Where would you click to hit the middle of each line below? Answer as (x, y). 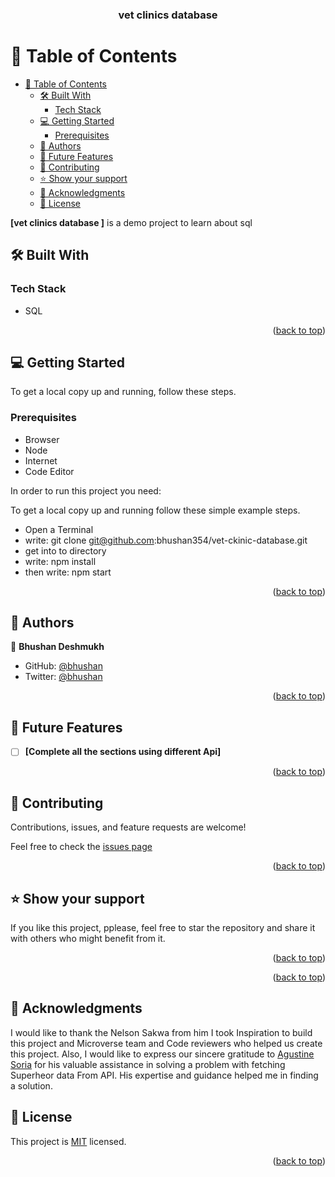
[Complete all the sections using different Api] (123, 752)
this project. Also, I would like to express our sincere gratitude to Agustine (162, 1054)
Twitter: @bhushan (63, 677)
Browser (42, 439)
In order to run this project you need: (86, 490)
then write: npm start (68, 572)
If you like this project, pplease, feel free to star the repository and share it (163, 927)
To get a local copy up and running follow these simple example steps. (155, 510)
